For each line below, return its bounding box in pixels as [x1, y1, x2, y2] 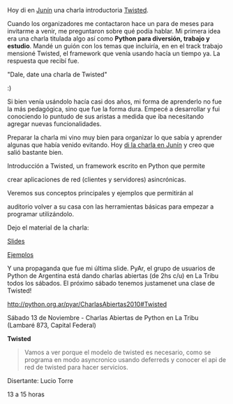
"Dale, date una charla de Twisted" [7, 70, 107, 78]
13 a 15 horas [7, 390, 45, 398]
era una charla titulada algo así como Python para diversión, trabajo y [7, 34, 211, 43]
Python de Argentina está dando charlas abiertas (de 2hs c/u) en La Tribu [7, 272, 219, 279]
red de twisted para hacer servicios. [24, 363, 128, 371]
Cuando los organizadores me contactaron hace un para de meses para [7, 20, 214, 27]
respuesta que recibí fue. [7, 57, 80, 65]
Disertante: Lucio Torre [7, 377, 73, 384]
